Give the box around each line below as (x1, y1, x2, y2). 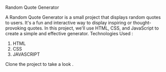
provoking (5, 25, 26, 31)
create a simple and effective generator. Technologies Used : (5, 31, 133, 36)
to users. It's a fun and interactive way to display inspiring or (5, 20, 132, 26)
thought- (133, 20, 152, 26)
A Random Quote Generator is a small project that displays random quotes (5, 14, 161, 20)
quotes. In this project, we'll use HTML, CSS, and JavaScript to (27, 25, 159, 31)
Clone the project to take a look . (5, 61, 74, 67)
